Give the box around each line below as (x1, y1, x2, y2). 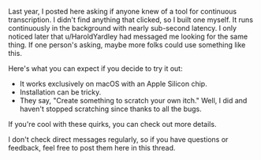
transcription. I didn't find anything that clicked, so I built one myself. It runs (8, 15, 254, 24)
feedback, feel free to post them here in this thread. (8, 143, 176, 152)
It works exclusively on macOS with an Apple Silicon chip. (19, 79, 207, 88)
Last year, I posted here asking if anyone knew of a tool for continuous (8, 7, 237, 16)
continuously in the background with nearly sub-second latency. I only (8, 24, 237, 32)
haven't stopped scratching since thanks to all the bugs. (19, 104, 203, 113)
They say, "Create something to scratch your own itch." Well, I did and (19, 96, 248, 105)
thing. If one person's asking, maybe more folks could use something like (8, 40, 246, 50)
